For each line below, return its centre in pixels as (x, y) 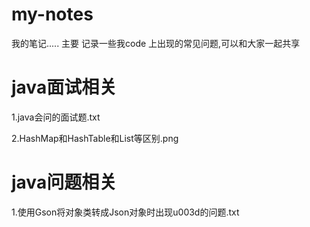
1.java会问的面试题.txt (56, 117)
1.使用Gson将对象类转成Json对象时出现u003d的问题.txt (125, 212)
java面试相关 (64, 87)
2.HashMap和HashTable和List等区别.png (95, 138)
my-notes (52, 14)
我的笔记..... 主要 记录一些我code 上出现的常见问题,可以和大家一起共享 (156, 43)
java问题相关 (64, 182)
